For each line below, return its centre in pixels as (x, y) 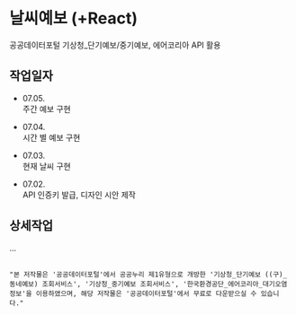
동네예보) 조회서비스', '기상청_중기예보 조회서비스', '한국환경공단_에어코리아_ (136, 284)
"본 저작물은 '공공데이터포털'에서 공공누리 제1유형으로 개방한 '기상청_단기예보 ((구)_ (148, 275)
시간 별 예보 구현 (51, 137)
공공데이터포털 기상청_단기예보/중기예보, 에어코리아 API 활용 (115, 45)
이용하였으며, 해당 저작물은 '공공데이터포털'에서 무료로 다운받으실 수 (146, 293)
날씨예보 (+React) (73, 18)
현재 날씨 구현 (46, 166)
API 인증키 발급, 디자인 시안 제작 (79, 195)
